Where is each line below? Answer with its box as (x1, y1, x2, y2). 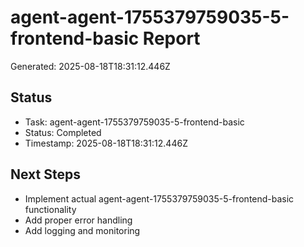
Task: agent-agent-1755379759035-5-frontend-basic (24, 116, 245, 128)
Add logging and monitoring (24, 224, 141, 236)
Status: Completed (24, 126, 102, 138)
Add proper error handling (24, 214, 133, 226)
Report (142, 27, 201, 50)
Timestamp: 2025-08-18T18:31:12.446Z (24, 137, 188, 149)
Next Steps (10, 166, 81, 183)
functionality (24, 203, 77, 215)
